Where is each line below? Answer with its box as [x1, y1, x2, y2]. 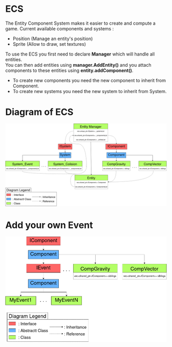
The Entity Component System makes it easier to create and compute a [5, 20, 156, 26]
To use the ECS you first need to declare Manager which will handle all [5, 51, 155, 57]
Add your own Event [5, 219, 93, 231]
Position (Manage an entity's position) [12, 35, 93, 42]
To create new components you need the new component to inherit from [12, 77, 166, 83]
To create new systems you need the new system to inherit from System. [12, 88, 167, 94]
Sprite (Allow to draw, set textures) [12, 41, 86, 47]
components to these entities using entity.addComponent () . [5, 67, 134, 74]
